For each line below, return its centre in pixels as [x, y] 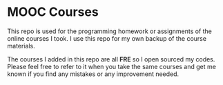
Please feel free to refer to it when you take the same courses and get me [111, 66]
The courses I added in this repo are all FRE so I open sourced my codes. [111, 59]
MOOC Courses [53, 12]
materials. [21, 46]
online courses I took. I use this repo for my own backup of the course [107, 38]
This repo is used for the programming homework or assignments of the [110, 31]
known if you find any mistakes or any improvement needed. [93, 74]
